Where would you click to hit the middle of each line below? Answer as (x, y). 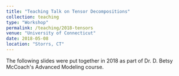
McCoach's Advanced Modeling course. (55, 67)
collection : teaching (33, 17)
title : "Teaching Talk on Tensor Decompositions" (68, 11)
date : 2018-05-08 (27, 39)
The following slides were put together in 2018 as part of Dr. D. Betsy (89, 61)
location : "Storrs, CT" (35, 44)
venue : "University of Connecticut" (51, 33)
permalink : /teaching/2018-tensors (50, 28)
